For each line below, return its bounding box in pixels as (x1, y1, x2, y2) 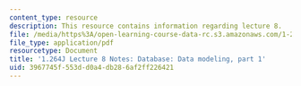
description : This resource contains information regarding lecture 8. (9, 21, 282, 30)
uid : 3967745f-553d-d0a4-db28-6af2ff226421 (9, 64, 175, 73)
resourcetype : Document (9, 47, 99, 56)
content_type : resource (9, 13, 99, 22)
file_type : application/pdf (9, 38, 115, 47)
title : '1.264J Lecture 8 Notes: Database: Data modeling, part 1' (9, 55, 267, 64)
